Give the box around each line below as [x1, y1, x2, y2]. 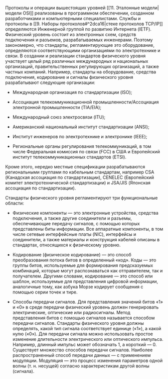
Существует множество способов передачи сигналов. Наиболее [12, 347, 153, 353]
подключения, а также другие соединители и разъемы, [12, 215, 132, 221]
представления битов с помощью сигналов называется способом [12, 315, 155, 321]
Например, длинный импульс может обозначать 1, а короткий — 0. [12, 342, 157, 347]
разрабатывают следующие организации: [5, 79, 95, 85]
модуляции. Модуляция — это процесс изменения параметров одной [12, 357, 163, 363]
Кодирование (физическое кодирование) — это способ [12, 252, 132, 257]
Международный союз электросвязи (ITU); [12, 114, 106, 120]
